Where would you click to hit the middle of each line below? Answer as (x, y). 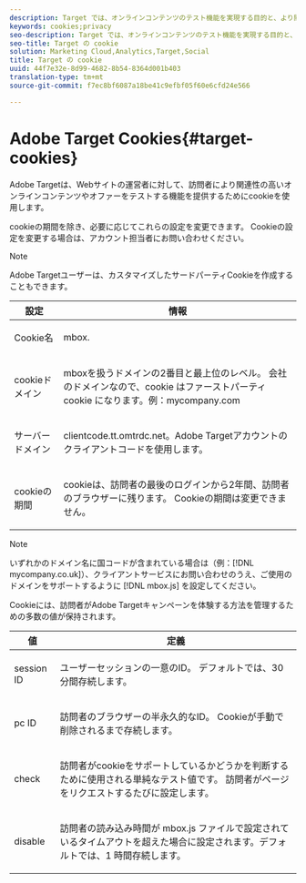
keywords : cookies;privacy (61, 26)
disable (30, 841)
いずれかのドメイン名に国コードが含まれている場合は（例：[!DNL (132, 563)
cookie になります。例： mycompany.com (152, 400)
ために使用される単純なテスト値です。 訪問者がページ (174, 779)
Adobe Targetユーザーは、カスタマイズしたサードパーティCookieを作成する (152, 275)
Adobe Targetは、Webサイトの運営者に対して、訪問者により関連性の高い (147, 184)
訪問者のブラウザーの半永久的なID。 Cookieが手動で (172, 716)
